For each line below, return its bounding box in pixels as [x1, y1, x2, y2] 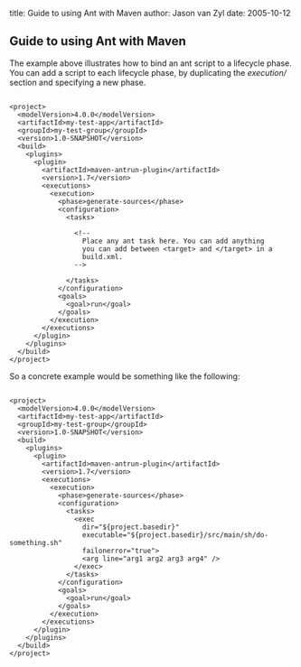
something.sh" [9, 538, 63, 547]
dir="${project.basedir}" [81, 523, 180, 532]
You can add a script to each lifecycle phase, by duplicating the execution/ [9, 67, 287, 78]
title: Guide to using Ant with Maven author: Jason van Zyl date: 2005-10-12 [9, 8, 291, 18]
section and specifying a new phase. [9, 77, 146, 88]
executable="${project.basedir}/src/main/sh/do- [81, 530, 269, 540]
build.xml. [81, 252, 124, 261]
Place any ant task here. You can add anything [81, 236, 265, 245]
